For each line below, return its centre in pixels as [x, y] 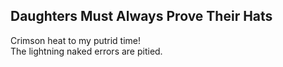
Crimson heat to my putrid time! [76, 40]
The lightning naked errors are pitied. [86, 51]
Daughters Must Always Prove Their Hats [141, 16]
